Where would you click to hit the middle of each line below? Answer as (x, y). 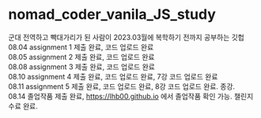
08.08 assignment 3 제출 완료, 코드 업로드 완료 (82, 66)
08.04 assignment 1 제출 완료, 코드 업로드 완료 (81, 47)
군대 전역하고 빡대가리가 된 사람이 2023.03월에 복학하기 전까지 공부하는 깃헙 (127, 37)
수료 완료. (23, 106)
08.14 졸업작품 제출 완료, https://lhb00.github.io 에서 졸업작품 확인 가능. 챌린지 (131, 96)
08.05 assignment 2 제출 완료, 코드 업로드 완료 (81, 57)
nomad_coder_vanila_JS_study (112, 15)
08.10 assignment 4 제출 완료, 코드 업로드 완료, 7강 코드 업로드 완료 (113, 76)
